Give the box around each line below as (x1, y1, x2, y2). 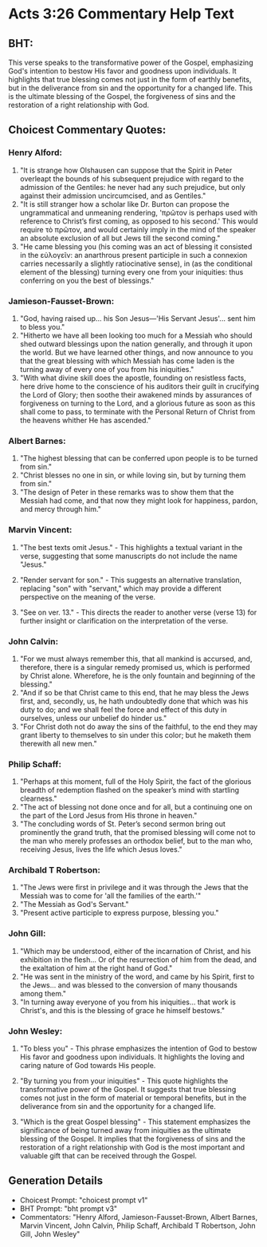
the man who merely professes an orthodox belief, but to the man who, (19, 836, 253, 846)
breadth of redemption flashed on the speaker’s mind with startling (19, 786, 240, 795)
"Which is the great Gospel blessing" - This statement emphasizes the (19, 1117, 251, 1126)
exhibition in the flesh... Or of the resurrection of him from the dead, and (19, 955, 257, 964)
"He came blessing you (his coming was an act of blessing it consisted (19, 241, 253, 251)
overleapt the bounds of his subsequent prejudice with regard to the (19, 173, 245, 184)
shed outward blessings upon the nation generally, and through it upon (19, 338, 253, 348)
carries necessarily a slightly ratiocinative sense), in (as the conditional (19, 259, 253, 268)
